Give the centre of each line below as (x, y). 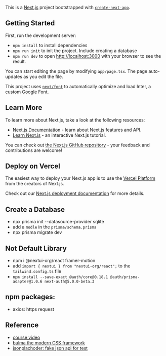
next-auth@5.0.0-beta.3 (70, 282)
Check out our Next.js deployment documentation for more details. (75, 193)
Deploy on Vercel (33, 166)
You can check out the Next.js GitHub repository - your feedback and (78, 145)
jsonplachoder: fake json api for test (50, 348)
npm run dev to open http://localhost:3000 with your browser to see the (87, 56)
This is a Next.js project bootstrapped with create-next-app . (68, 7)
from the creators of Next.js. (35, 184)
